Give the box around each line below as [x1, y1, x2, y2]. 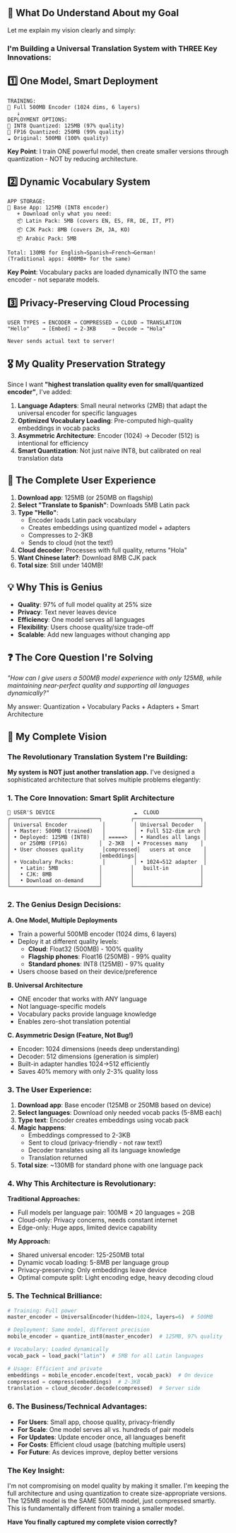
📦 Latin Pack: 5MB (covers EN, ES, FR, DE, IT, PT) [16, 217, 175, 225]
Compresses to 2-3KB [28, 531, 93, 539]
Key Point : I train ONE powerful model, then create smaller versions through [7, 146, 229, 156]
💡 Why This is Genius [7, 582, 103, 594]
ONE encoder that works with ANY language [17, 995, 147, 1003]
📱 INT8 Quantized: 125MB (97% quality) [7, 122, 125, 129]
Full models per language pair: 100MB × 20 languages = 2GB [17, 1208, 196, 1217]
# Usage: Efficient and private [7, 1365, 102, 1372]
